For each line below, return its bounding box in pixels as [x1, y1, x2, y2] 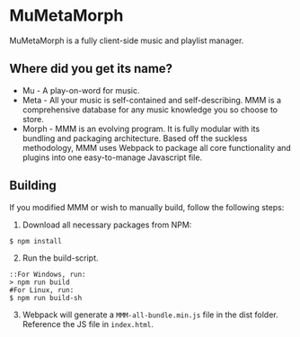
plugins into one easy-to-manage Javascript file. [22, 152, 203, 163]
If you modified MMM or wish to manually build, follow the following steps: [9, 201, 285, 212]
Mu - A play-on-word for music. [22, 84, 140, 95]
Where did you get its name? [9, 61, 173, 76]
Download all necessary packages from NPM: [22, 219, 192, 230]
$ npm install [9, 236, 63, 245]
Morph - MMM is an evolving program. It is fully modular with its [22, 123, 260, 134]
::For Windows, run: [9, 270, 87, 279]
